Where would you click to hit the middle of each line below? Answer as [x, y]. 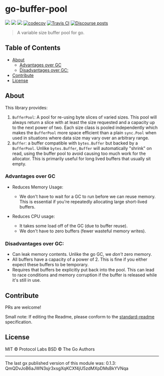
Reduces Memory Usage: [38, 187]
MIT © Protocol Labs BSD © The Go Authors [50, 349]
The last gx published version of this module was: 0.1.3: [61, 363]
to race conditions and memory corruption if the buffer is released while [84, 275]
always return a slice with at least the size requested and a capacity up [83, 122]
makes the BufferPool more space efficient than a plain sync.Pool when [84, 132]
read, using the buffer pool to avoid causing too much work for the [79, 153]
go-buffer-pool [36, 9]
